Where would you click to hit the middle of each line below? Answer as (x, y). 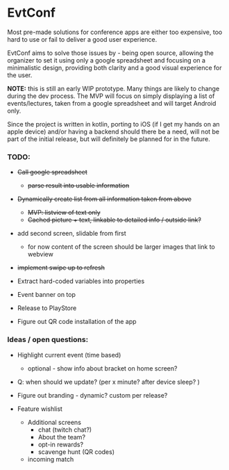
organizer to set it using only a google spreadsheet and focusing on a (107, 60)
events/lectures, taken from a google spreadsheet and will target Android (112, 103)
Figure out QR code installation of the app (77, 322)
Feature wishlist (40, 409)
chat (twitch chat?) (65, 430)
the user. (20, 75)
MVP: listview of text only (64, 213)
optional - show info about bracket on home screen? (102, 368)
